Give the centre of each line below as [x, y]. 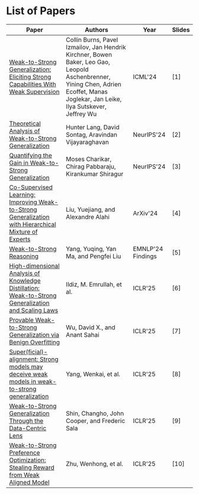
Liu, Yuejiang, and [91, 209]
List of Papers [41, 11]
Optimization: [28, 460]
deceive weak [28, 374]
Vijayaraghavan [88, 142]
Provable [22, 320]
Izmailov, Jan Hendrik [96, 47]
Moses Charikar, [89, 159]
